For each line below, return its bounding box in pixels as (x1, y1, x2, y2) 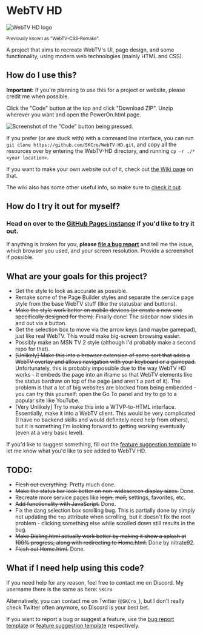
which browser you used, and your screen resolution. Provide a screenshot (6, 247, 194, 255)
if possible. (6, 254, 34, 261)
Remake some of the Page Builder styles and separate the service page (15, 294, 194, 301)
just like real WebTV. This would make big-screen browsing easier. (15, 332, 181, 340)
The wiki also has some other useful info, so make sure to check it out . (6, 183, 183, 191)
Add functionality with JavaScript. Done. (15, 500, 116, 508)
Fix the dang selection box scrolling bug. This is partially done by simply (15, 507, 196, 514)
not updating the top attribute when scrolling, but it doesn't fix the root (15, 513, 191, 520)
